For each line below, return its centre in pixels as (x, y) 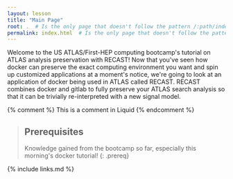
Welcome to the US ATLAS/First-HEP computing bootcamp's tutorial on (109, 53)
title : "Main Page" (35, 20)
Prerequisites (54, 132)
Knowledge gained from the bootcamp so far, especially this (110, 149)
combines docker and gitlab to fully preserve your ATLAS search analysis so (116, 89)
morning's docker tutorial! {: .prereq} (77, 156)
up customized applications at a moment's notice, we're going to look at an (114, 75)
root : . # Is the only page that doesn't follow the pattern (99, 26)
